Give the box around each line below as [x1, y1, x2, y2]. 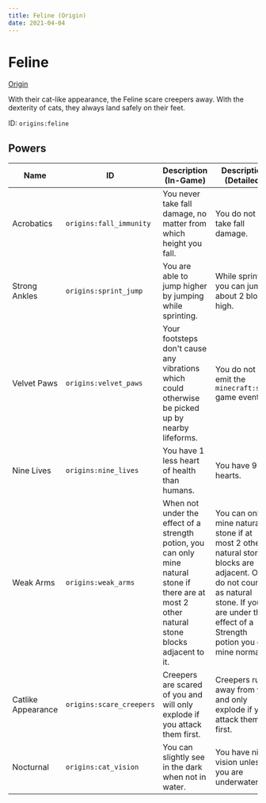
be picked [162, 402, 199, 413]
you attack [162, 719, 202, 730]
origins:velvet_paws [66, 378, 143, 388]
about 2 [215, 290, 245, 302]
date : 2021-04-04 [8, 19, 66, 27]
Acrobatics [12, 218, 53, 229]
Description [162, 165, 208, 176]
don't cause [162, 343, 207, 354]
